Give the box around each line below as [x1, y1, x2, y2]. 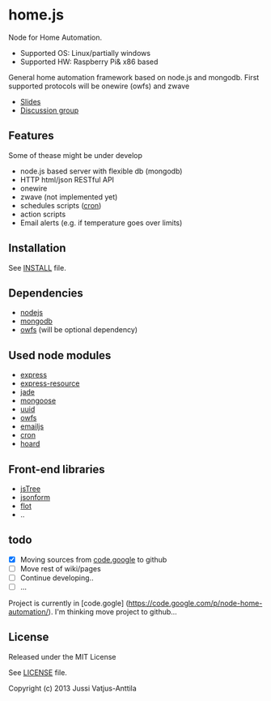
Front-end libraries [8, 462, 105, 476]
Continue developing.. [19, 573, 95, 583]
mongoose [19, 395, 57, 406]
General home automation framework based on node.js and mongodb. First [8, 72, 260, 82]
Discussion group [19, 105, 79, 115]
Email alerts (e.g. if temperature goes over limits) [19, 217, 183, 228]
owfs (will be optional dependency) [19, 325, 138, 335]
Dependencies [8, 286, 83, 300]
